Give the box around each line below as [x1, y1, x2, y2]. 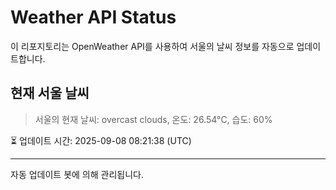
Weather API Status [10, 6, 177, 29]
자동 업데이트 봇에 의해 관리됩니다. [10, 168, 144, 180]
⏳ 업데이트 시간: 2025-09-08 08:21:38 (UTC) [10, 134, 192, 146]
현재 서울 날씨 [10, 85, 90, 102]
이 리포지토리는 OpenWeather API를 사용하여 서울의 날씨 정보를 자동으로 [10, 40, 295, 52]
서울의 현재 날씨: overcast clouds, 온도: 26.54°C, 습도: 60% [34, 113, 273, 125]
